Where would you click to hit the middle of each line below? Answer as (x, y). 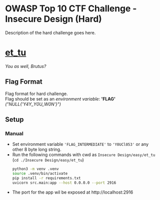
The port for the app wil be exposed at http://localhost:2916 (73, 192)
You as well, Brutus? (26, 66)
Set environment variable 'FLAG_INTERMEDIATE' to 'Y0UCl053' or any (80, 144)
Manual (14, 133)
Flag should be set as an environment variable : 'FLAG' (60, 99)
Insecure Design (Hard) (54, 19)
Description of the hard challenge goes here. (50, 33)
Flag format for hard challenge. (36, 94)
